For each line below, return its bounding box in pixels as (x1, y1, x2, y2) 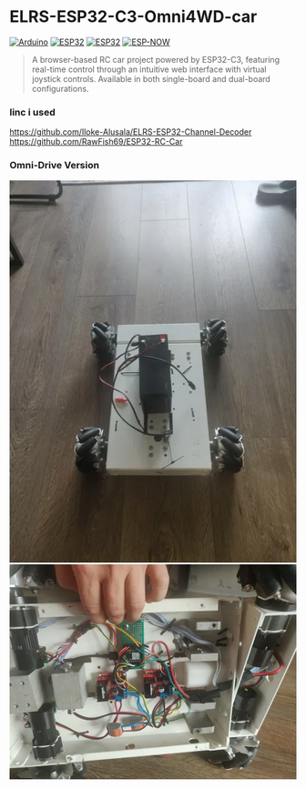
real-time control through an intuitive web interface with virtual (31, 64, 267, 75)
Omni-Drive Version (9, 159, 100, 172)
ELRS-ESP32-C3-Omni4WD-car (9, 6, 258, 27)
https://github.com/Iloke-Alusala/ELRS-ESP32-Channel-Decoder (9, 126, 252, 137)
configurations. (31, 83, 89, 94)
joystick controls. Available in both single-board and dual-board (31, 73, 270, 84)
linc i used (9, 106, 56, 118)
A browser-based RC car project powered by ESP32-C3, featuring (31, 54, 280, 65)
